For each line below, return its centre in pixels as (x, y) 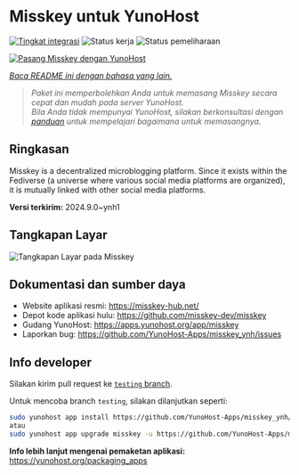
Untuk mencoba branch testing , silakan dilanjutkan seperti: (119, 401)
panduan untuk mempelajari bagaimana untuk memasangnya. (146, 121)
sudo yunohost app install (59, 418)
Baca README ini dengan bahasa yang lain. (91, 75)
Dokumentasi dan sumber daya (97, 284)
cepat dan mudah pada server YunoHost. (107, 102)
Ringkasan (39, 149)
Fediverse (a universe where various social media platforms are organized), (148, 180)
